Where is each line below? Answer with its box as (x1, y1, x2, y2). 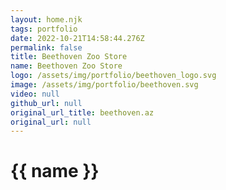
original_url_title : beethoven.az (10, 107, 155, 118)
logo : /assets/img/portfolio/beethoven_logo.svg (10, 71, 217, 81)
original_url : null (10, 117, 92, 127)
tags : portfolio (10, 24, 78, 34)
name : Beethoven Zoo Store (10, 61, 123, 71)
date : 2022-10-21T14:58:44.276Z (10, 33, 145, 43)
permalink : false (10, 42, 83, 53)
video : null (10, 89, 60, 99)
